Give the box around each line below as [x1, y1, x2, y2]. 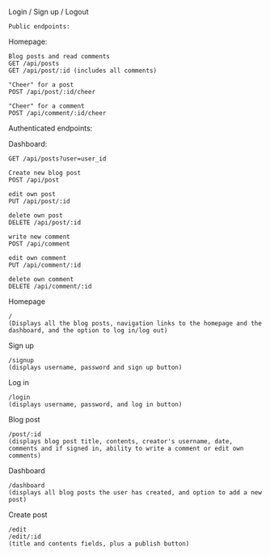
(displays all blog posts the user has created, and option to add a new [8, 489, 263, 497]
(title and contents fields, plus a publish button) [8, 540, 190, 548]
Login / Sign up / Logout [8, 7, 89, 16]
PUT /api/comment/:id [8, 261, 82, 269]
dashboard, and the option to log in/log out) [8, 327, 168, 335]
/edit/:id [8, 532, 42, 541]
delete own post [8, 212, 63, 220]
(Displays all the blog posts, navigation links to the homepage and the [8, 319, 263, 327]
